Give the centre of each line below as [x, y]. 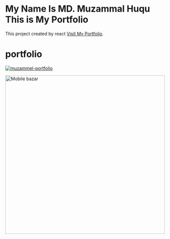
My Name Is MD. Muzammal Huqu [78, 9]
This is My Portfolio [47, 20]
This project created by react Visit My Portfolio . [54, 33]
